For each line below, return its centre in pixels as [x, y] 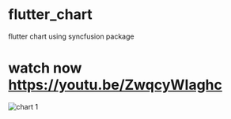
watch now [45, 68]
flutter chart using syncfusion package [71, 36]
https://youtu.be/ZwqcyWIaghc [116, 85]
